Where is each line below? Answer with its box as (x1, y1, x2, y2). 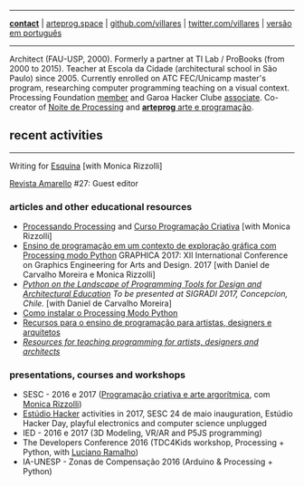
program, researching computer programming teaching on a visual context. (9, 82, 290, 93)
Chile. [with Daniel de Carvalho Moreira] (22, 298, 172, 309)
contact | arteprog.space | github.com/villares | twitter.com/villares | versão (9, 18, 292, 28)
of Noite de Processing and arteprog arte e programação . (38, 101, 254, 112)
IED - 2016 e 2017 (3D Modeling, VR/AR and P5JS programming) (22, 427, 262, 439)
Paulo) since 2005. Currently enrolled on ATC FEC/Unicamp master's (9, 73, 267, 83)
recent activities (9, 128, 104, 143)
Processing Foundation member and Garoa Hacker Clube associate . (9, 92, 262, 102)
